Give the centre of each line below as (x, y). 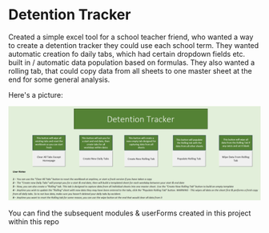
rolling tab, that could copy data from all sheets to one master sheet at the (130, 70)
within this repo (34, 221)
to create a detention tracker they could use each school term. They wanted (134, 45)
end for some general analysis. (59, 79)
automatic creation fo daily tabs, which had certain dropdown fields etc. (127, 54)
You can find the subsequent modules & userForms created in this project (130, 213)
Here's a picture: (36, 94)
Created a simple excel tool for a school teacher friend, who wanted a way (131, 37)
